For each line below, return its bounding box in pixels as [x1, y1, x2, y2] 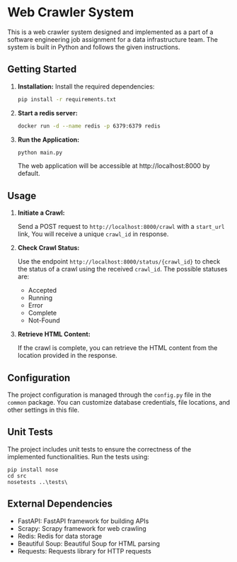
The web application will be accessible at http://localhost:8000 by [17, 162, 210, 170]
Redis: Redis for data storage [17, 532, 103, 540]
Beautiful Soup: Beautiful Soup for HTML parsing [17, 539, 161, 548]
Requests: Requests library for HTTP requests [17, 546, 152, 555]
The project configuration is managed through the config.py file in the [7, 390, 212, 399]
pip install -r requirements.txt [17, 96, 117, 103]
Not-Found [28, 316, 60, 325]
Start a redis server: [17, 108, 78, 117]
